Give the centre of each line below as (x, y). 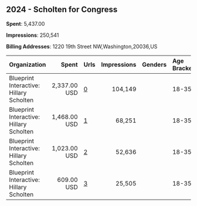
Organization (28, 64)
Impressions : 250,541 (33, 35)
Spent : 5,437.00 (26, 23)
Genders (154, 64)
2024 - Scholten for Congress (62, 10)
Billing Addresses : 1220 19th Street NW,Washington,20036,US (82, 46)
